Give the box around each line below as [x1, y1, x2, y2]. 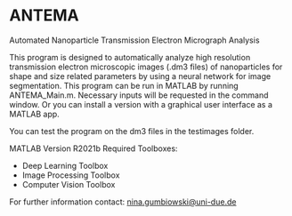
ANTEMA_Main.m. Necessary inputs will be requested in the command [9, 90, 269, 100]
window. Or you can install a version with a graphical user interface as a [9, 99, 273, 109]
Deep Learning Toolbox [21, 160, 109, 171]
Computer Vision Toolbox [21, 179, 116, 189]
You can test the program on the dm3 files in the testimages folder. [9, 125, 255, 136]
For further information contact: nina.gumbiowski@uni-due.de [9, 196, 237, 207]
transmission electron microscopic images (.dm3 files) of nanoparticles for [9, 61, 283, 72]
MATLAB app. [9, 108, 60, 119]
